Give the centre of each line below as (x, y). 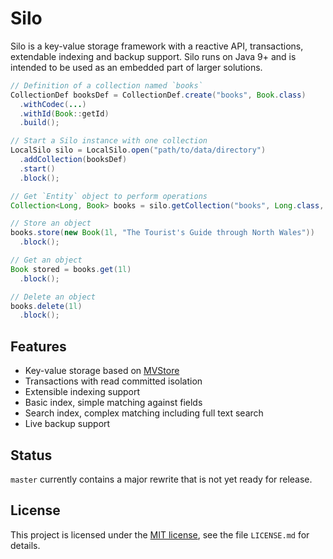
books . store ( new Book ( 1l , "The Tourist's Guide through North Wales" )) (162, 233)
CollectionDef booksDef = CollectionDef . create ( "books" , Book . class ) (158, 95)
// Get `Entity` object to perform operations (109, 196)
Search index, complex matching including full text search (144, 413)
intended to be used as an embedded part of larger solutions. (136, 67)
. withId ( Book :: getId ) (64, 113)
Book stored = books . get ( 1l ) (71, 269)
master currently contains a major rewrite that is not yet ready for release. (161, 479)
